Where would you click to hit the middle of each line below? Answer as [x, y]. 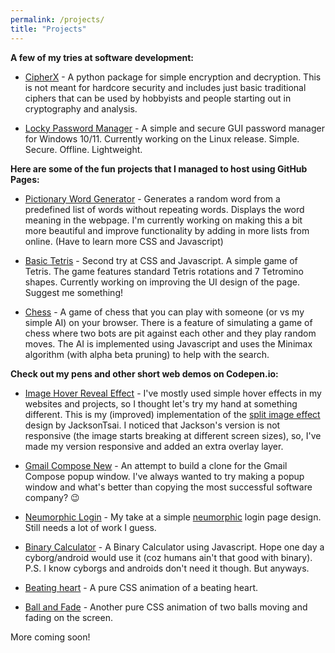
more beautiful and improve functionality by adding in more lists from [167, 230]
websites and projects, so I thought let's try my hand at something [161, 403]
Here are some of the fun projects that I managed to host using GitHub [159, 168]
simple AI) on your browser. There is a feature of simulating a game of [168, 322]
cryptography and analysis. [81, 108]
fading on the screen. [68, 617]
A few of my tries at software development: [102, 57]
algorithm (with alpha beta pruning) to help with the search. [147, 354]
